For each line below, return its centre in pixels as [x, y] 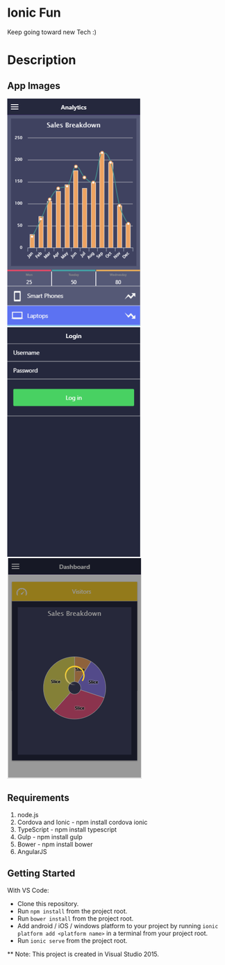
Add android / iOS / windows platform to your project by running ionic [118, 925]
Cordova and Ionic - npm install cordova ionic [82, 822]
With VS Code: [28, 890]
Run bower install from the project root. [75, 918]
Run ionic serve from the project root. [72, 940]
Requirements [38, 798]
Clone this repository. [48, 903]
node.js [28, 814]
